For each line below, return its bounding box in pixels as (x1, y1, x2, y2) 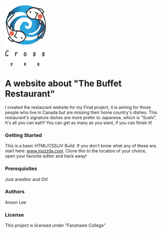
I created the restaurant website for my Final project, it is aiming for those (5, 104, 151, 110)
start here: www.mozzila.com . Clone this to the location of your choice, (5, 148, 147, 154)
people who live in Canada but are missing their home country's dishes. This (5, 109, 158, 115)
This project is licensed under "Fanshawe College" (5, 222, 106, 228)
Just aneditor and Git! (5, 176, 48, 182)
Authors (5, 188, 25, 195)
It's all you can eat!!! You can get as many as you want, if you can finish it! (5, 120, 152, 125)
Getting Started (5, 132, 42, 139)
